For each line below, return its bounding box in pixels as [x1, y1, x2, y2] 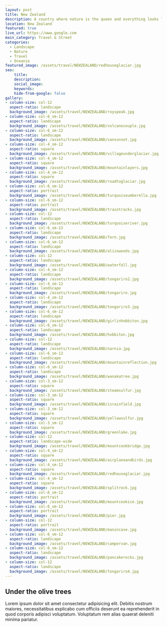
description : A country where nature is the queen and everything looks [5, 16, 159, 21]
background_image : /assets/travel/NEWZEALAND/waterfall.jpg [9, 263, 137, 268]
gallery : [5, 95, 23, 100]
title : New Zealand [5, 12, 46, 17]
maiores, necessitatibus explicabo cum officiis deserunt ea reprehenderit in [5, 606, 160, 612]
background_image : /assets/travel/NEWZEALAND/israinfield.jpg [9, 402, 141, 407]
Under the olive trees [5, 587, 72, 596]
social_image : [14, 81, 43, 86]
